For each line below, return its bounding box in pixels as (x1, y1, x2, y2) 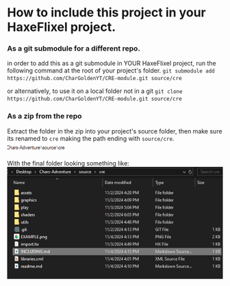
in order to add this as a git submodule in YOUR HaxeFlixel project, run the (7, 60, 217, 68)
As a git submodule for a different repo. (7, 44, 140, 53)
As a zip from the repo (7, 112, 82, 121)
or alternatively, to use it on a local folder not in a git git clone (7, 87, 183, 95)
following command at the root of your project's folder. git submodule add (7, 66, 215, 75)
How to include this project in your (7, 5, 207, 21)
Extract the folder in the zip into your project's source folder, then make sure (7, 127, 222, 135)
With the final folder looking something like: (7, 159, 130, 167)
